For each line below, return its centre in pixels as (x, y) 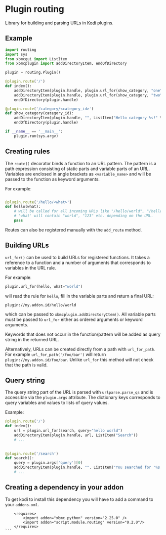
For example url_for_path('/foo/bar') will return (56, 354)
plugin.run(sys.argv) (36, 136)
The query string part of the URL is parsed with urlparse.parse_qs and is (79, 392)
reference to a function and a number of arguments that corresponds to (78, 263)
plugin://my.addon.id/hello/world (41, 305)
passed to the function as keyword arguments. (52, 179)
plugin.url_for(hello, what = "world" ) (44, 286)
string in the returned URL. (32, 339)
